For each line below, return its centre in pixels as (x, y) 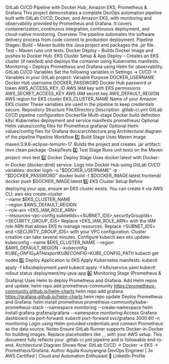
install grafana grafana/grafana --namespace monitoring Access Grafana (81, 313)
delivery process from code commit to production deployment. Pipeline (79, 40)
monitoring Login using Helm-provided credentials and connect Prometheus (84, 323)
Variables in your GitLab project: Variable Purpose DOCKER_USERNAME (80, 77)
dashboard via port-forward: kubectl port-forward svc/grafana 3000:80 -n (82, 318)
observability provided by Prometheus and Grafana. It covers (69, 23)
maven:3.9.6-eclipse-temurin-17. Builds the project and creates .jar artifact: (83, 144)
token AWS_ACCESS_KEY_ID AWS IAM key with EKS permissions (73, 88)
